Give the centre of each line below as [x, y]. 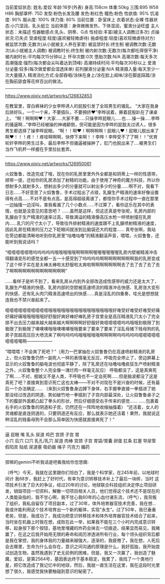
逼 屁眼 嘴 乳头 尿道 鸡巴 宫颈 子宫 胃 [42, 434]
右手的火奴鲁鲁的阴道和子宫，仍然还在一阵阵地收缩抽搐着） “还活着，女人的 [82, 407]
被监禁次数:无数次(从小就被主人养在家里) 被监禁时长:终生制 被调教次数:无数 [81, 44]
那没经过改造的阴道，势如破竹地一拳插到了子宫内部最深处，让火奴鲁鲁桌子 [80, 395]
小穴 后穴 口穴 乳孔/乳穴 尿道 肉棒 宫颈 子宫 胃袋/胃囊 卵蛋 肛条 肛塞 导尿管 [81, 441]
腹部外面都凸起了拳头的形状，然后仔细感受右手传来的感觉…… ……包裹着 [86, 401]
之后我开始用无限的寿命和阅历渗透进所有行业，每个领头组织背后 [91, 534]
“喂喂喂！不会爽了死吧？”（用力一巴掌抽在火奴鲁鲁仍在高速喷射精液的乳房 [80, 351]
